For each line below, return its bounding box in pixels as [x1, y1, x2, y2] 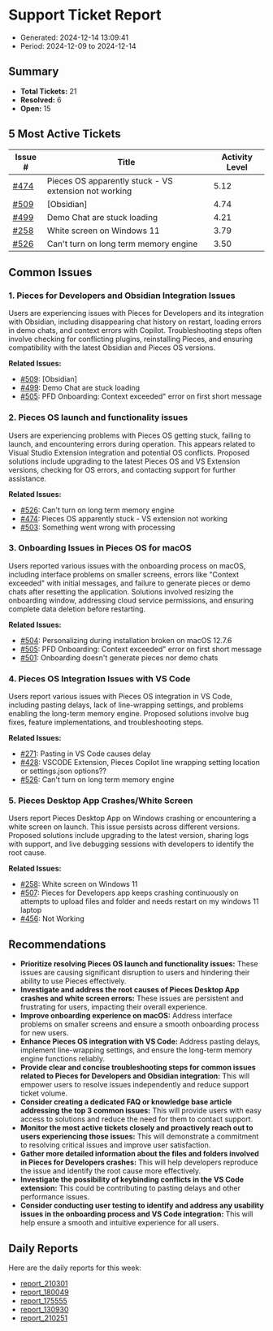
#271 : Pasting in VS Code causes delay [19, 749, 152, 758]
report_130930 [19, 1305, 69, 1315]
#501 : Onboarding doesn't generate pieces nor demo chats [19, 652, 219, 663]
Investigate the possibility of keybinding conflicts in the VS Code [19, 1175, 245, 1185]
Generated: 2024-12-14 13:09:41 [19, 32, 129, 42]
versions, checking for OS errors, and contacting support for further [8, 465, 236, 474]
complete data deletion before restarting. [8, 603, 146, 614]
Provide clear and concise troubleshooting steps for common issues [19, 1062, 256, 1073]
